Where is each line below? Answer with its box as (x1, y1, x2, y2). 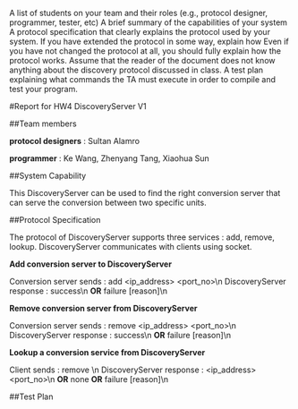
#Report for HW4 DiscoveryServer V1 (9, 101, 147, 111)
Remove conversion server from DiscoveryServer (9, 303, 198, 313)
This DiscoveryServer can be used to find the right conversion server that (9, 188, 281, 198)
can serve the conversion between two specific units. (9, 197, 208, 208)
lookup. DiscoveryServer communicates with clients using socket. (9, 242, 252, 251)
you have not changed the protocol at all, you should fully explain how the (9, 46, 282, 56)
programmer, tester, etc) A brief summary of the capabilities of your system (9, 17, 288, 28)
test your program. (9, 84, 79, 94)
